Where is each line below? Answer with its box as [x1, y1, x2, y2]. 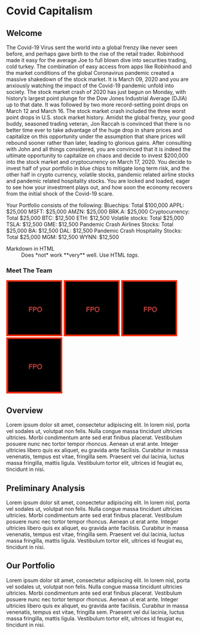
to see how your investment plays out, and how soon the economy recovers [6, 184, 193, 191]
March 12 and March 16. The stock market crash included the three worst [6, 108, 186, 114]
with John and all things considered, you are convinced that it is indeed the [6, 145, 191, 153]
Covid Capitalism [6, 4, 93, 18]
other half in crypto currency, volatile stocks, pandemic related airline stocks [6, 171, 195, 178]
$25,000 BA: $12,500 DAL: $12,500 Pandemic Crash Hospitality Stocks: [6, 227, 182, 234]
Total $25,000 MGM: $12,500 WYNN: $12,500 [6, 233, 119, 241]
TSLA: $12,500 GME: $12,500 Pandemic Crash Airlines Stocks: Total [6, 221, 174, 228]
